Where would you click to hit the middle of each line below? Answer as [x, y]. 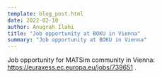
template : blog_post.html [45, 14]
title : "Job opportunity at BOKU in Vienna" [74, 33]
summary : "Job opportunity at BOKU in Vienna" [77, 40]
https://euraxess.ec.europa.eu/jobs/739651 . [72, 67]
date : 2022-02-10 [33, 20]
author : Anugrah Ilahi [41, 27]
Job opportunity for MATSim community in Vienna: [81, 60]
